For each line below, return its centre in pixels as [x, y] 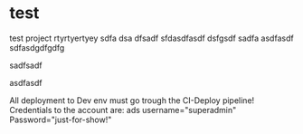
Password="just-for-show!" [61, 120]
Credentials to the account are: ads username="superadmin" [123, 110]
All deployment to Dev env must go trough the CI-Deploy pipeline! [132, 100]
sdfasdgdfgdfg [37, 47]
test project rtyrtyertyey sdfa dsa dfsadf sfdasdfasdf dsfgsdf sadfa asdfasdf [151, 38]
